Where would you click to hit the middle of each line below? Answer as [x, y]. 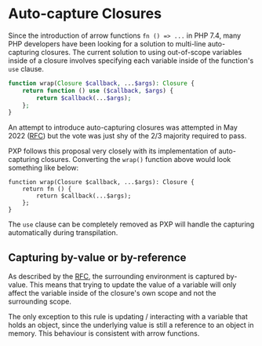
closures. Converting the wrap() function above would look [136, 160]
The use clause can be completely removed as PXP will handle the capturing [131, 224]
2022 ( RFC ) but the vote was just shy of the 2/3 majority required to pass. [127, 136]
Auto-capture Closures [85, 14]
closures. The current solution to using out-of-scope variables [142, 52]
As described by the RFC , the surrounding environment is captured [116, 277]
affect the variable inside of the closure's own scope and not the [112, 293]
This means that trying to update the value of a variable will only [133, 285]
